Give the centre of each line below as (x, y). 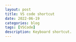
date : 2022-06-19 (22, 18)
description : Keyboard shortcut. (38, 32)
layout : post (18, 9)
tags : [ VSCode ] (20, 28)
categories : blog (22, 23)
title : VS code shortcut (30, 14)
